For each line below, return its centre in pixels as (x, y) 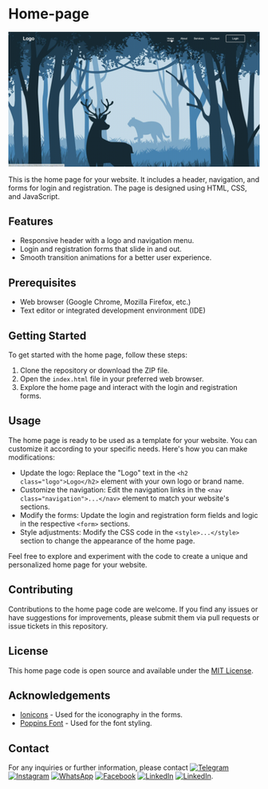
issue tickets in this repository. (58, 626)
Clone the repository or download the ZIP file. (95, 371)
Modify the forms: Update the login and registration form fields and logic (139, 515)
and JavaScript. (34, 196)
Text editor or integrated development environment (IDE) (112, 311)
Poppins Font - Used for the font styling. (86, 723)
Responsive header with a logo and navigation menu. (107, 241)
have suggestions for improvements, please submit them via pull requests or (134, 617)
